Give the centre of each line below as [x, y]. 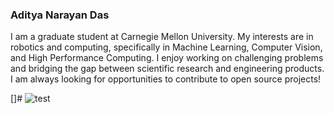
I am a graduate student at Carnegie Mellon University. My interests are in [162, 37]
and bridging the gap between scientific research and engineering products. [167, 69]
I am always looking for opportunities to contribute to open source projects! [166, 79]
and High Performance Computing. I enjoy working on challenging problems [167, 58]
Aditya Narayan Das [60, 15]
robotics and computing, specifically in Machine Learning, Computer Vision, [166, 47]
